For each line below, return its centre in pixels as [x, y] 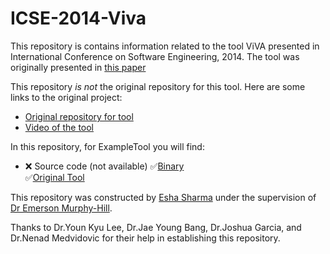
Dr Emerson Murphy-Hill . [61, 208]
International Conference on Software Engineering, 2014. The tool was [155, 56]
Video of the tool [59, 127]
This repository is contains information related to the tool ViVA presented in [165, 46]
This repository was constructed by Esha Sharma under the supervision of [163, 197]
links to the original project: [66, 97]
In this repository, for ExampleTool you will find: [107, 146]
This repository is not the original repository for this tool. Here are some [158, 86]
